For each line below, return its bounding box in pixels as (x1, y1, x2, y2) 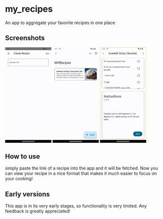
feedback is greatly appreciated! (5, 208, 70, 214)
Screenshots (5, 34, 45, 42)
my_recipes (5, 3, 53, 15)
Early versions (5, 190, 50, 198)
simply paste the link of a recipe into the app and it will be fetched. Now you (5, 165, 158, 171)
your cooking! (5, 176, 33, 182)
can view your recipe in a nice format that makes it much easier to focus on (5, 170, 157, 176)
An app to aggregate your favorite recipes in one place (5, 20, 116, 26)
